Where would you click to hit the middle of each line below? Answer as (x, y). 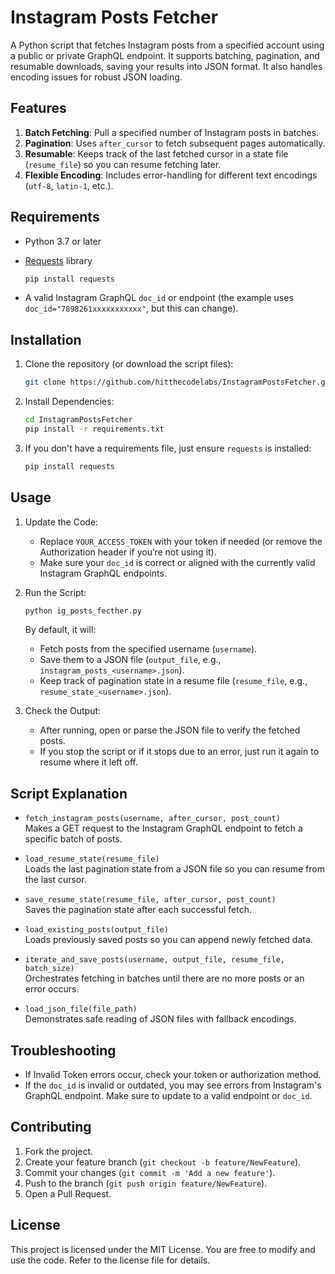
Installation (46, 339)
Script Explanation (69, 793)
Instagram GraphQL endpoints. (103, 573)
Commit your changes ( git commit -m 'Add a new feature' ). (150, 1172)
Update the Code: (61, 522)
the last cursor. (55, 880)
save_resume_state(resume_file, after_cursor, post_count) (150, 900)
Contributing (51, 1127)
